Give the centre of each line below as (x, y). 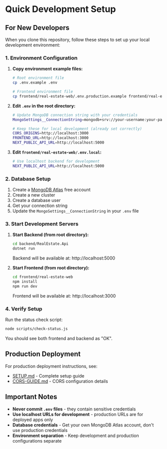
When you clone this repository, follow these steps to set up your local (78, 39)
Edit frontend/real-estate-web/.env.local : (57, 152)
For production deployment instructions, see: (51, 366)
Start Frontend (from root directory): (51, 268)
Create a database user (36, 200)
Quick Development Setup (61, 9)
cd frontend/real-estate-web (43, 277)
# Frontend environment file (43, 92)
